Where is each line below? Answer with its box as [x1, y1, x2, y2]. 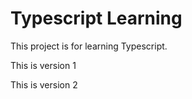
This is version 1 [10, 59, 77, 71]
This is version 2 [10, 78, 78, 91]
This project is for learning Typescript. [10, 40, 168, 52]
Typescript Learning [10, 7, 183, 30]
